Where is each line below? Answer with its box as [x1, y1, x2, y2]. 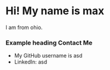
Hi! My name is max [5, 4, 105, 18]
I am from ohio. [5, 24, 43, 31]
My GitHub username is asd [14, 52, 83, 59]
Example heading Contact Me [5, 39, 93, 47]
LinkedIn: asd [14, 58, 48, 66]
